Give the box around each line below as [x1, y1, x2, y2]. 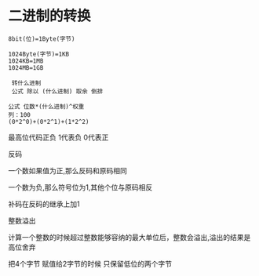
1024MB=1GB [8, 64, 44, 71]
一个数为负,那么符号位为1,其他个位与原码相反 [8, 182, 153, 192]
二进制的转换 [8, 7, 92, 25]
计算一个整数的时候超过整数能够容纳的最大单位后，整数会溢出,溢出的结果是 [8, 232, 251, 241]
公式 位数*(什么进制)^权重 [8, 103, 85, 111]
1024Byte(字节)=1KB [8, 50, 70, 58]
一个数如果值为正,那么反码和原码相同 [8, 165, 128, 175]
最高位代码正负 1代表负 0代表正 [8, 133, 109, 142]
